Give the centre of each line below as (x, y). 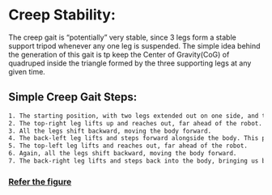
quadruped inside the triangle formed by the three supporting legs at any (130, 63)
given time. (27, 71)
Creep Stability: (62, 15)
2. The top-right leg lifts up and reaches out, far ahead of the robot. (136, 123)
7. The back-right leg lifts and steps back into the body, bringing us (134, 161)
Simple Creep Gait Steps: (73, 97)
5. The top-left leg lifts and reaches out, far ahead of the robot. (128, 146)
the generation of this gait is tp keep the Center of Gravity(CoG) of (119, 54)
